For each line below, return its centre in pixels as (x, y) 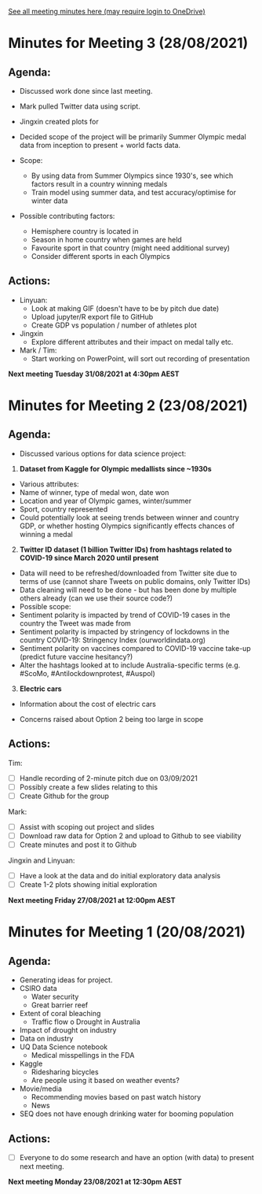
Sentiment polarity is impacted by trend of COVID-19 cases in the (125, 615)
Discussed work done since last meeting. (86, 91)
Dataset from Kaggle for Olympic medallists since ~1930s (115, 468)
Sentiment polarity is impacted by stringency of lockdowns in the (124, 631)
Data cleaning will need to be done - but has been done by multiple (128, 590)
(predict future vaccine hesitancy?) (76, 656)
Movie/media (41, 1089)
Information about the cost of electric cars (88, 704)
